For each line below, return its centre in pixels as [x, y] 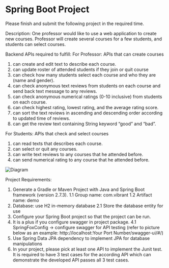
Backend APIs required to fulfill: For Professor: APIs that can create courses [84, 54]
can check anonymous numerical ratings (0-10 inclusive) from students [87, 96]
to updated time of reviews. [41, 118]
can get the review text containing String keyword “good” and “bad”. [84, 124]
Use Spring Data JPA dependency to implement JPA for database [81, 238]
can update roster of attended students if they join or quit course [80, 69]
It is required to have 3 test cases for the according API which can [82, 254]
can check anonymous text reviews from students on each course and [87, 86]
